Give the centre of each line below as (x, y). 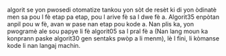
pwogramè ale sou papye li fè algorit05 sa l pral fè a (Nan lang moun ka (108, 31)
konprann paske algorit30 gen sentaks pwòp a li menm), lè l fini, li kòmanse (113, 38)
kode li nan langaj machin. (44, 46)
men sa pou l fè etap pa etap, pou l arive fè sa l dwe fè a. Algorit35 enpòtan (113, 17)
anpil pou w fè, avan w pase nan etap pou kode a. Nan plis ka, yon (100, 24)
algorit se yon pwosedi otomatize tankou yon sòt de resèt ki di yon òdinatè (112, 10)
